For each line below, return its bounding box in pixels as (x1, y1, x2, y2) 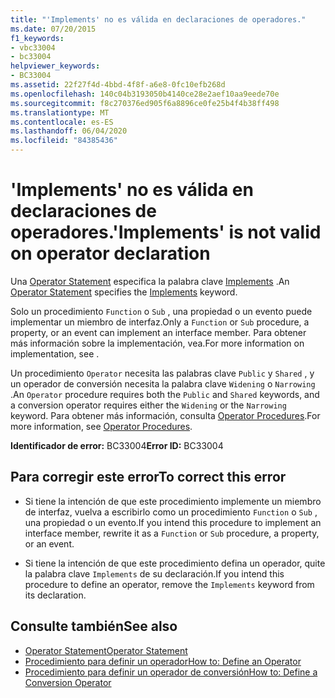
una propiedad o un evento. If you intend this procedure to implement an (24, 516, 322, 528)
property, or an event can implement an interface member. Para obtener (10, 326, 307, 338)
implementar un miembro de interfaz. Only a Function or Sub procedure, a (10, 316, 310, 328)
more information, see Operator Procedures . (10, 420, 193, 432)
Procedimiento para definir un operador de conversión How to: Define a (24, 666, 318, 678)
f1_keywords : (10, 33, 65, 43)
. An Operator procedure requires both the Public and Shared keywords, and (10, 388, 320, 400)
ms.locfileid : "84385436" (10, 136, 118, 146)
